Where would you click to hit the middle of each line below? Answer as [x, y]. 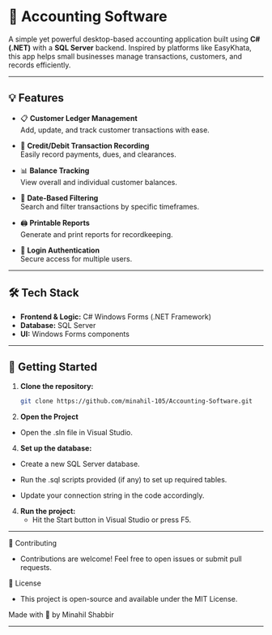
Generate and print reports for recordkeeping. [96, 234]
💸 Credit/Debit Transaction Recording [85, 145]
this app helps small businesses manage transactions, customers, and [125, 56]
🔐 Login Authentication [59, 250]
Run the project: [48, 512]
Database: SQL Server [58, 325]
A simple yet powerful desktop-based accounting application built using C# [134, 39]
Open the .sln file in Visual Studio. [76, 433]
